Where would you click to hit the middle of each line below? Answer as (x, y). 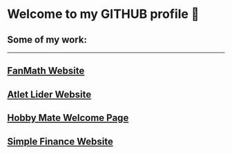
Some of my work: (47, 40)
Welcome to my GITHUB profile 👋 (103, 14)
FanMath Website (46, 71)
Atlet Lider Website (49, 94)
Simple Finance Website (60, 141)
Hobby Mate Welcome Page (68, 118)
